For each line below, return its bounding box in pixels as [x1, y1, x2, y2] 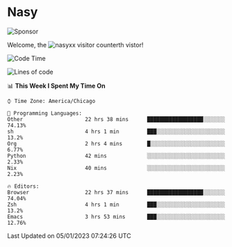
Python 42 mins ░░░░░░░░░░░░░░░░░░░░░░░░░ [7, 152, 226, 159]
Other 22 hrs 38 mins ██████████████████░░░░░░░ [7, 115, 226, 122]
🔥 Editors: [7, 182, 40, 190]
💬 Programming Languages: [7, 109, 82, 117]
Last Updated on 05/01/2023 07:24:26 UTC [7, 231, 131, 240]
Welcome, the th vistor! [7, 40, 144, 49]
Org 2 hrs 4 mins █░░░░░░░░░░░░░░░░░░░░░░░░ [7, 140, 226, 147]
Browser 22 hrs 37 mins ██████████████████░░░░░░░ [7, 189, 226, 196]
